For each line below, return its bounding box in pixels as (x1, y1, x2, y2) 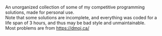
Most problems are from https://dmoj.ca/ (5, 25, 89, 31)
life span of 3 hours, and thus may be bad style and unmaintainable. (5, 20, 145, 26)
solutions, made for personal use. (5, 9, 74, 15)
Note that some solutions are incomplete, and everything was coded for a (5, 15, 157, 20)
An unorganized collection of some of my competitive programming (5, 4, 145, 10)
